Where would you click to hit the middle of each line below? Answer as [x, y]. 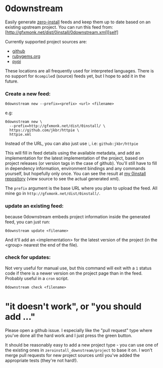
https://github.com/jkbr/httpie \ [44, 130]
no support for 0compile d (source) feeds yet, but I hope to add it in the [75, 76]
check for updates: [28, 257]
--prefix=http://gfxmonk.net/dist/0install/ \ [57, 126]
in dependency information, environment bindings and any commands [75, 169]
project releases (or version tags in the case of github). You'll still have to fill [81, 163]
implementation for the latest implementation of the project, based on [75, 158]
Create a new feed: [28, 94]
